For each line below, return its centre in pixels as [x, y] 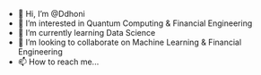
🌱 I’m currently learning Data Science [87, 33]
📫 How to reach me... [58, 62]
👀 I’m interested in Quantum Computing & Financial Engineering [135, 23]
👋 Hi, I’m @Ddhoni [51, 14]
